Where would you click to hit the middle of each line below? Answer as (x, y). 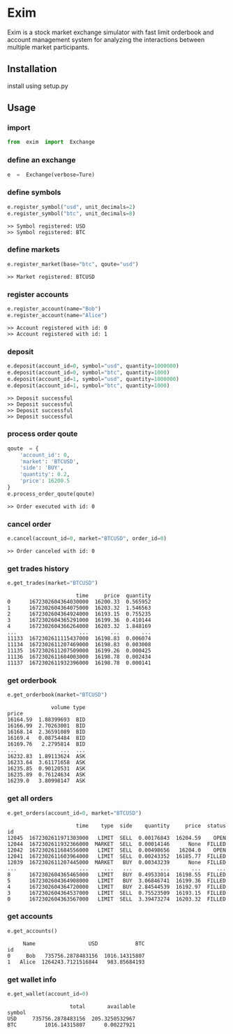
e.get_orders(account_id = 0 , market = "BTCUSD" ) (74, 813)
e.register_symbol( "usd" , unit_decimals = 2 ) (72, 207)
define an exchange (42, 160)
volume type (68, 708)
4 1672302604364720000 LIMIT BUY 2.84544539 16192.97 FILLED (117, 887)
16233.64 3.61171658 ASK (46, 763)
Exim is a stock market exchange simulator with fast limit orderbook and (111, 32)
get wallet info (32, 980)
